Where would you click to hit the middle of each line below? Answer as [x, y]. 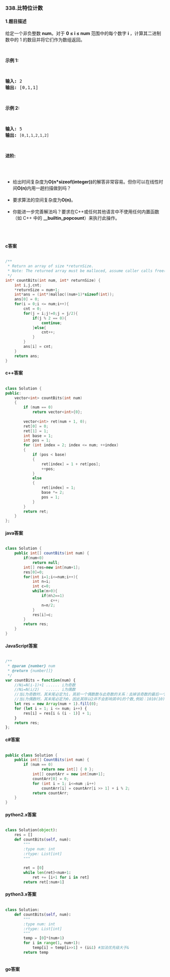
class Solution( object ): [31, 830]
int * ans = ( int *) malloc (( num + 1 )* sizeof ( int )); [64, 294]
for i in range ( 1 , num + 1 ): [52, 943]
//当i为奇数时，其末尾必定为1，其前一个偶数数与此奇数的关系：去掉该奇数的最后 [87, 694]
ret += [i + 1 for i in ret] [61, 878]
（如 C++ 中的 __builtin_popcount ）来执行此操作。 [66, 218]
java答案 [14, 533]
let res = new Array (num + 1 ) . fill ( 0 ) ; [56, 704]
